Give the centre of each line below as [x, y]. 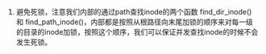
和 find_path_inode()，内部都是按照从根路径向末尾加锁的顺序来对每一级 [135, 22]
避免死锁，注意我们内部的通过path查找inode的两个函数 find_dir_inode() [134, 12]
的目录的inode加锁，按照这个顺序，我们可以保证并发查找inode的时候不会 [137, 32]
